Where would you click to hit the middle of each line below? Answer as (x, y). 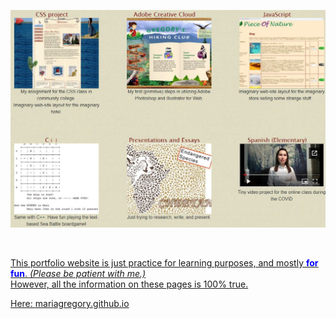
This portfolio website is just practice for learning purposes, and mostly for (164, 262)
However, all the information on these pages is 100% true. (129, 284)
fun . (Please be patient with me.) (78, 273)
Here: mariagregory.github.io (70, 303)
